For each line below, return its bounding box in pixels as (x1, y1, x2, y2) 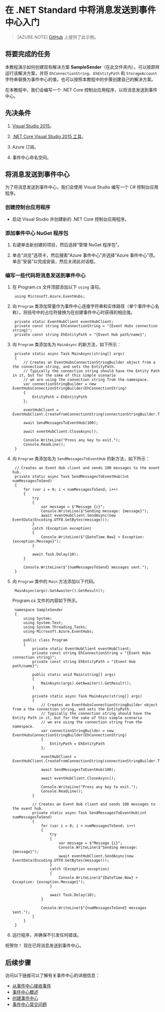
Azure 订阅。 (12, 144, 39, 150)
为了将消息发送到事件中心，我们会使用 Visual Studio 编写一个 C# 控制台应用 (5, 184, 159, 190)
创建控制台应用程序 (5, 204, 51, 211)
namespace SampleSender (14, 608, 63, 613)
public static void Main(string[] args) (32, 672, 116, 677)
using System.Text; (23, 621, 63, 625)
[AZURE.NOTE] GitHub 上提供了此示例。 (17, 34, 99, 40)
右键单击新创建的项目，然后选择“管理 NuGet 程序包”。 (12, 241, 122, 247)
